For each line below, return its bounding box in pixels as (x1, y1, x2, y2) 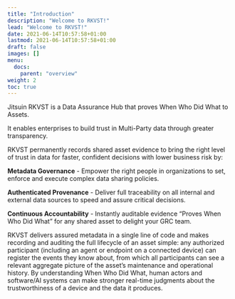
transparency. (7, 132, 48, 140)
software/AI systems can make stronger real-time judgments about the (7, 276, 215, 285)
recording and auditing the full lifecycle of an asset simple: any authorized (7, 238, 224, 247)
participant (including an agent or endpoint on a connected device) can (7, 246, 216, 255)
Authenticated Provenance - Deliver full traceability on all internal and (7, 188, 215, 196)
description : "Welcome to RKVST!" (7, 17, 110, 24)
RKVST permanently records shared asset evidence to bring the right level (7, 145, 226, 154)
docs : (14, 63, 31, 70)
